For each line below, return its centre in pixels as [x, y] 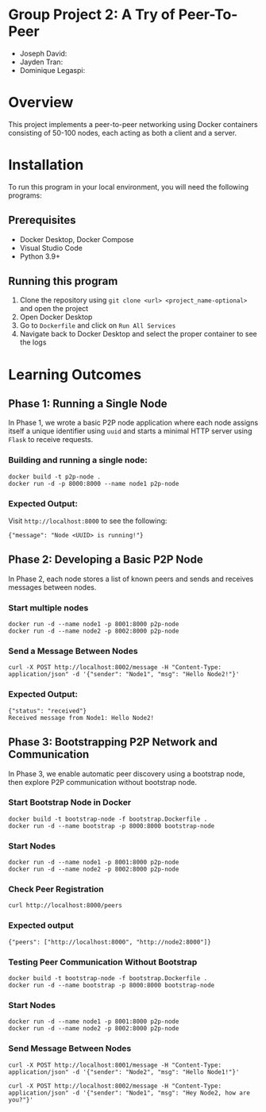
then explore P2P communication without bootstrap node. [102, 782]
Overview [41, 103]
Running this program [63, 281]
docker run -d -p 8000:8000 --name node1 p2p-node [94, 483]
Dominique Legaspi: [52, 70]
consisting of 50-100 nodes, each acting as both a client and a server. [122, 133]
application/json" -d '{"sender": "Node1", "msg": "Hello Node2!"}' [124, 675]
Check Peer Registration [56, 889]
